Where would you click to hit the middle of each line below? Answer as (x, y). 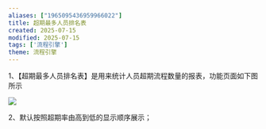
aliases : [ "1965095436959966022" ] (66, 15)
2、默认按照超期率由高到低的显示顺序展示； (80, 117)
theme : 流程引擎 (33, 52)
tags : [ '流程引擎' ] (38, 45)
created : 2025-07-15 (42, 30)
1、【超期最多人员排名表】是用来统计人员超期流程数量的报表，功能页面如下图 (133, 76)
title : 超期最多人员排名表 (48, 23)
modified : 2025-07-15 (44, 38)
